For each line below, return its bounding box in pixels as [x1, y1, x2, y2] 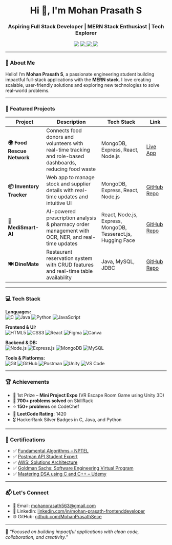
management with [46, 227, 90, 234]
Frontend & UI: [5, 324, 37, 330]
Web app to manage [46, 174, 95, 181]
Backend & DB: [5, 340, 37, 346]
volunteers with [46, 140, 83, 147]
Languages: [5, 309, 32, 315]
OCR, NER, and [46, 234, 82, 241]
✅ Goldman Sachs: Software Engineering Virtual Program [12, 465, 134, 471]
